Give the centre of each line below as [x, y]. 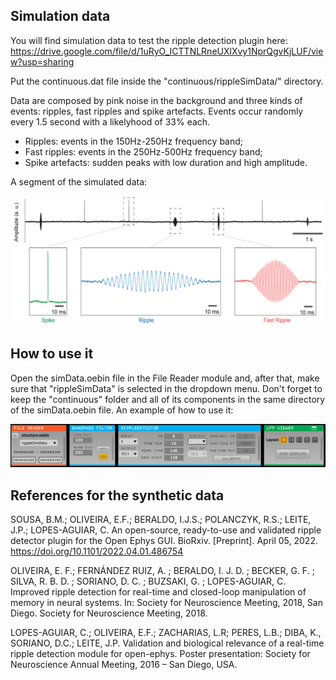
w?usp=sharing [42, 61]
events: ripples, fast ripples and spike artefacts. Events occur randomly [157, 111]
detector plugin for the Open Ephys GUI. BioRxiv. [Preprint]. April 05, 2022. [164, 541]
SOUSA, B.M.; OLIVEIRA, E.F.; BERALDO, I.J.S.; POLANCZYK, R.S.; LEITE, [161, 520]
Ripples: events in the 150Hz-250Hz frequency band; [134, 141]
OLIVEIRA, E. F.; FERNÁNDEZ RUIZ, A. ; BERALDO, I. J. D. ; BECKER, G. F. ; [162, 571]
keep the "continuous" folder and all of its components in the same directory [168, 399]
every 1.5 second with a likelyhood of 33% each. [110, 121]
